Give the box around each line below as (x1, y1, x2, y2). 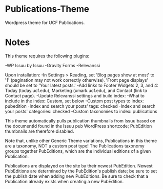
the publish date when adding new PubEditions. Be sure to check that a (5, 173, 148, 179)
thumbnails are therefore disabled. (5, 128, 74, 134)
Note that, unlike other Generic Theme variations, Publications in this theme (5, 138, 157, 143)
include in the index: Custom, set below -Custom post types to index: (5, 98, 144, 104)
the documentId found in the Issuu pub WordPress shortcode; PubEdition (5, 123, 152, 129)
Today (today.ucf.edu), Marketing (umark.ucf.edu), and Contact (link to (5, 87, 147, 94)
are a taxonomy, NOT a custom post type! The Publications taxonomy (5, 143, 145, 149)
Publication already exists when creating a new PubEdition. (5, 178, 124, 184)
